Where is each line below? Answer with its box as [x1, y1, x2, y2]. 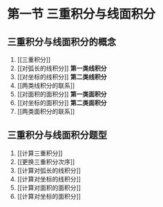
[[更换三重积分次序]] [17, 157, 75, 166]
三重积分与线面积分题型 [7, 129, 107, 141]
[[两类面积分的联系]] [17, 108, 75, 115]
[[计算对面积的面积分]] [17, 184, 81, 192]
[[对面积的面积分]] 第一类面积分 [17, 90, 107, 98]
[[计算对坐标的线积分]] [17, 175, 81, 183]
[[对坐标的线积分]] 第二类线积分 [17, 73, 107, 81]
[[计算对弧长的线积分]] [17, 166, 81, 175]
